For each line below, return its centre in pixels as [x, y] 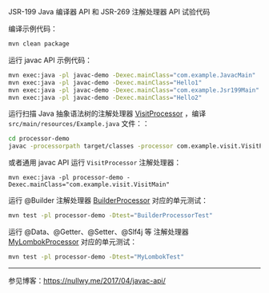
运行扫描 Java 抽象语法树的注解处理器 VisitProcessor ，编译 [107, 113]
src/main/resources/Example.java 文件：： [79, 124]
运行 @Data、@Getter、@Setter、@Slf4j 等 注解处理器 [99, 232]
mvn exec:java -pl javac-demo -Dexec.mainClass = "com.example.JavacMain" [132, 75]
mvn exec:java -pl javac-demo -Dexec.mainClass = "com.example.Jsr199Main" [134, 90]
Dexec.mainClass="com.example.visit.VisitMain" [89, 185]
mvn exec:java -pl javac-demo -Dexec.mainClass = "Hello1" [105, 82]
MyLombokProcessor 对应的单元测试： [73, 242]
